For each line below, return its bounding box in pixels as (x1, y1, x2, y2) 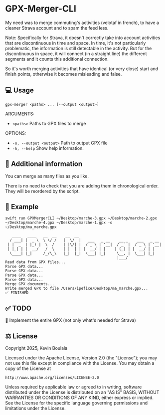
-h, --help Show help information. (12, 145, 84, 151)
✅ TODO (5, 304, 31, 312)
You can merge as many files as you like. (5, 173, 89, 179)
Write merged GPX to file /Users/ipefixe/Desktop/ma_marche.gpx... (5, 286, 149, 291)
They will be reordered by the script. (5, 188, 80, 194)
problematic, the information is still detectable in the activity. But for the (5, 45, 152, 51)
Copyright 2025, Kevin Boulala (5, 345, 68, 351)
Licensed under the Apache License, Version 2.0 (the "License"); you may (5, 355, 158, 361)
